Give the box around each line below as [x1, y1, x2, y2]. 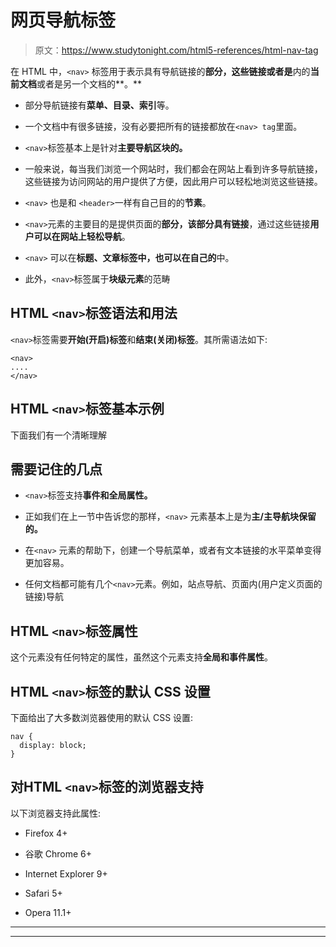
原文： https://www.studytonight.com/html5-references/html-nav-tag [34, 44, 319, 56]
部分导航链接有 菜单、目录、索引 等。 [24, 99, 175, 111]
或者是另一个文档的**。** [36, 77, 143, 90]
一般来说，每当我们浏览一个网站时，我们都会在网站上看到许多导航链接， [24, 162, 323, 175]
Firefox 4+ [24, 827, 68, 839]
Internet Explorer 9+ [24, 867, 108, 880]
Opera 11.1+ [24, 906, 72, 918]
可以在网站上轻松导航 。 [33, 230, 131, 242]
